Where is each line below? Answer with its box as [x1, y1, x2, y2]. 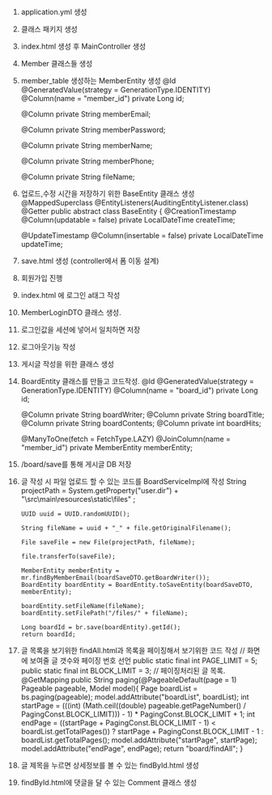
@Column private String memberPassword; [20, 125, 166, 134]
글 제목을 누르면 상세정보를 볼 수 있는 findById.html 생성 [20, 760, 199, 770]
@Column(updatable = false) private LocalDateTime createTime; [20, 215, 236, 224]
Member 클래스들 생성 [20, 59, 93, 68]
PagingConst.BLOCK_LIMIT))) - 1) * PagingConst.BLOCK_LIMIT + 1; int [20, 709, 256, 719]
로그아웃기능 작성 [20, 342, 76, 351]
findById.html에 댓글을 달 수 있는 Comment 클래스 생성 [20, 778, 198, 787]
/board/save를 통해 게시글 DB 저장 [20, 460, 132, 469]
